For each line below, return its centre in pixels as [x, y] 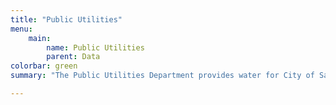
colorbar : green [44, 66]
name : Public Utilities [95, 47]
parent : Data [73, 57]
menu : [21, 29]
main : [40, 38]
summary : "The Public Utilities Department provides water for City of [162, 76]
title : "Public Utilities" [66, 19]
